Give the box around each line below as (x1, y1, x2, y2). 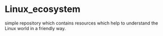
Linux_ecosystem (5, 3, 80, 15)
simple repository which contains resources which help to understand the (5, 20, 158, 26)
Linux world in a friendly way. (5, 25, 66, 31)
